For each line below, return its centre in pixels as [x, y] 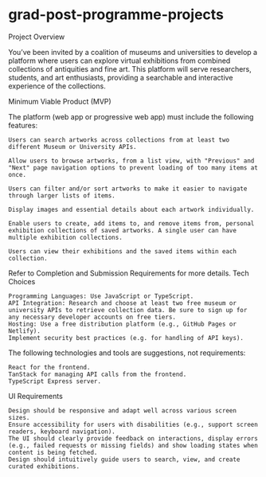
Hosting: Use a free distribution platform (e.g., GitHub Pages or [123, 324]
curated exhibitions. [44, 466]
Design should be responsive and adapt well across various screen [123, 411]
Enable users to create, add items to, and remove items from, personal [131, 223]
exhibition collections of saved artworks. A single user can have [123, 230]
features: [23, 125]
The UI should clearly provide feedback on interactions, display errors [133, 438]
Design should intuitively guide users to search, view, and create [124, 459]
